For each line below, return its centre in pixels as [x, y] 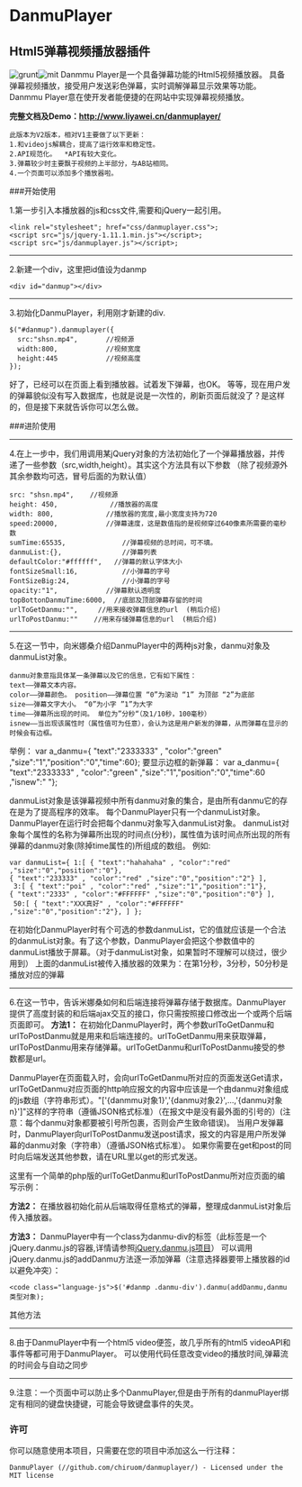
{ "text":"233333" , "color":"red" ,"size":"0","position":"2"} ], [138, 879]
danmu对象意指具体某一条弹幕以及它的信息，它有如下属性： [103, 676]
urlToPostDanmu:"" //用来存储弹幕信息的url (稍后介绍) [113, 619]
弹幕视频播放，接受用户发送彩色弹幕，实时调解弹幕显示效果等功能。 [135, 86]
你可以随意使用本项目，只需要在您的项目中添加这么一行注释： [124, 1451]
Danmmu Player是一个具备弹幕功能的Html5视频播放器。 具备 [173, 74]
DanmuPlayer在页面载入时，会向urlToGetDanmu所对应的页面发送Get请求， [148, 1077]
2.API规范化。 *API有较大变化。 [65, 154]
